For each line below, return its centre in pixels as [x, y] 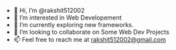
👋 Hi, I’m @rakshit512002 [49, 10]
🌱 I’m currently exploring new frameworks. [74, 25]
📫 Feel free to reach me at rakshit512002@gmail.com [90, 40]
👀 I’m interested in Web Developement [67, 18]
